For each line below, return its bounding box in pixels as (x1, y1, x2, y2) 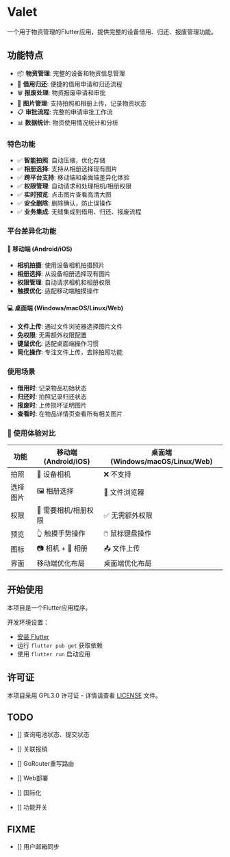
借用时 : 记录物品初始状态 (16, 384, 87, 392)
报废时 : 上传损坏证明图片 (16, 401, 87, 409)
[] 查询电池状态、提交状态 (16, 730, 90, 738)
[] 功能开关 (16, 803, 48, 812)
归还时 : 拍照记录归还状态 (16, 392, 87, 401)
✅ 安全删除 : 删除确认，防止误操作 (16, 199, 112, 208)
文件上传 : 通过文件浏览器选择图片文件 (16, 323, 123, 331)
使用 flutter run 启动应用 (16, 649, 91, 658)
